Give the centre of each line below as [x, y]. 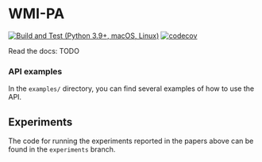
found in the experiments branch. [62, 149]
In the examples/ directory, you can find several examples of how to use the [131, 89]
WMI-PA [37, 14]
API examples [35, 71]
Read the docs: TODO [44, 51]
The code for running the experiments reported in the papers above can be [131, 141]
